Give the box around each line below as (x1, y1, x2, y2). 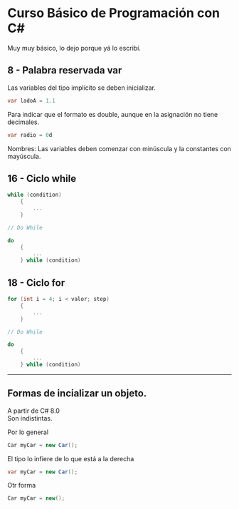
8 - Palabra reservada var (7, 64, 122, 76)
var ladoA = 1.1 (7, 97, 55, 104)
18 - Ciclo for (7, 277, 65, 289)
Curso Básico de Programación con (7, 5, 221, 21)
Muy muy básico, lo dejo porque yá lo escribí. (7, 43, 141, 52)
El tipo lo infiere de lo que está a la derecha (7, 454, 134, 463)
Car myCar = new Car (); (7, 441, 78, 448)
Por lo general (7, 428, 48, 436)
